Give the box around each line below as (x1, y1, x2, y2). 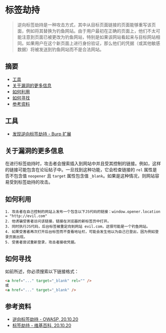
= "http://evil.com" (5, 214, 48, 219)
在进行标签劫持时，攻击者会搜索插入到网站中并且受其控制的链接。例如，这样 (5, 161, 161, 167)
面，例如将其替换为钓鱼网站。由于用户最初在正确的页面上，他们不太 (17, 28, 156, 34)
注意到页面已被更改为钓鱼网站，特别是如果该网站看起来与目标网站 (21, 34, 156, 40)
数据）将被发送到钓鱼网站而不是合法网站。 (17, 46, 104, 52)
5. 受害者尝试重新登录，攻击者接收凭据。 (5, 240, 78, 245)
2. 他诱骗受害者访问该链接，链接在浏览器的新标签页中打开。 (5, 219, 111, 224)
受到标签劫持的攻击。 (9, 179, 53, 185)
